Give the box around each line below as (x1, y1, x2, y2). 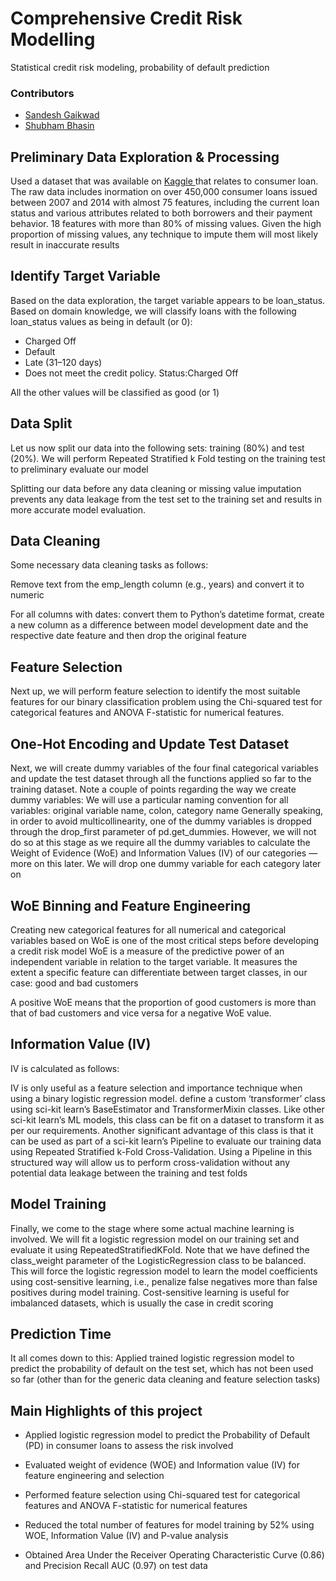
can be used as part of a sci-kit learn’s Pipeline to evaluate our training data (10, 1135, 322, 1147)
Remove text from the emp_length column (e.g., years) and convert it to (10, 578, 305, 591)
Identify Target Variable (10, 268, 161, 285)
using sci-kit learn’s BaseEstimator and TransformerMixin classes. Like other (10, 1103, 325, 1115)
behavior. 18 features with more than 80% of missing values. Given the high (10, 218, 322, 230)
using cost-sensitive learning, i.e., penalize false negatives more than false (10, 1275, 318, 1287)
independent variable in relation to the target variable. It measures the (10, 955, 298, 967)
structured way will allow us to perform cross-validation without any (10, 1156, 291, 1168)
